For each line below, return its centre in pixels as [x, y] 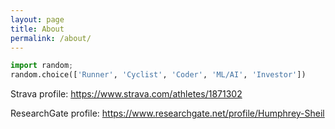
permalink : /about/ [51, 38]
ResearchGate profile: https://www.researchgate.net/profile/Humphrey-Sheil [167, 113]
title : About [37, 29]
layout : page [37, 19]
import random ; [42, 66]
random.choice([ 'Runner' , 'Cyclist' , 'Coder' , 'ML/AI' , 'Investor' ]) [158, 75]
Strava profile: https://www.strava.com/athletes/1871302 [126, 94]
